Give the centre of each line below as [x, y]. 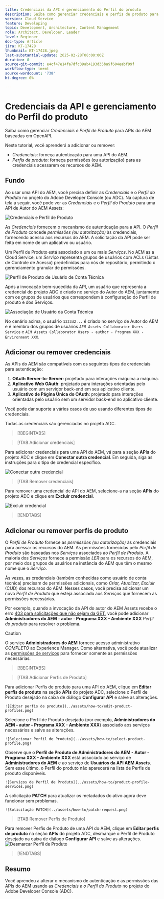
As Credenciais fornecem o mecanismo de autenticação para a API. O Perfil [82, 227]
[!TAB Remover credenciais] [45, 482]
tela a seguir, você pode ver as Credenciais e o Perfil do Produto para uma [80, 203]
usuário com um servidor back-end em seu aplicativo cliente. [74, 389]
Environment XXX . [22, 337]
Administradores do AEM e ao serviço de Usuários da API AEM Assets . [78, 763]
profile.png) [18, 743]
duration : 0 [17, 60]
